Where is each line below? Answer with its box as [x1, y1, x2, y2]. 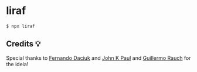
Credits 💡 [6, 39, 41, 49]
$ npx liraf [6, 23, 35, 29]
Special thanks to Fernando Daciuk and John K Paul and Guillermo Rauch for [6, 54, 191, 62]
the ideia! [6, 60, 29, 67]
